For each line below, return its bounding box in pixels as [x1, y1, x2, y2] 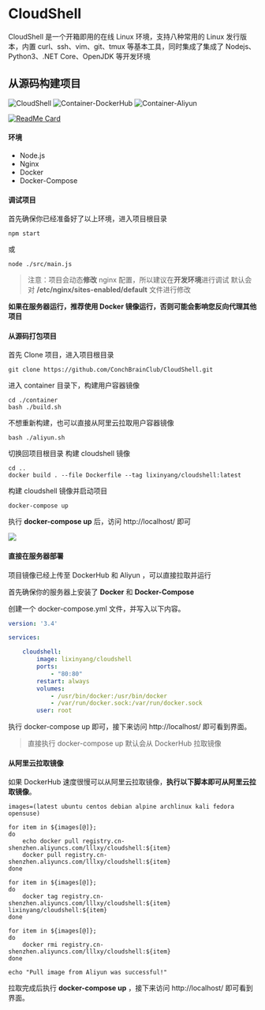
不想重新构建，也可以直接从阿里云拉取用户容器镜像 [8, 418, 174, 428]
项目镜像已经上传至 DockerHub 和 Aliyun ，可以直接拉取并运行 [8, 570, 211, 580]
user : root [36, 707, 73, 715]
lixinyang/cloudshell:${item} [8, 907, 108, 915]
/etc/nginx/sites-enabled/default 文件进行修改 [36, 285, 191, 294]
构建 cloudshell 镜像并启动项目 [8, 486, 108, 496]
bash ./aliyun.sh [8, 434, 65, 442]
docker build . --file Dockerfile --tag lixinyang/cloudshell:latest [8, 471, 242, 480]
